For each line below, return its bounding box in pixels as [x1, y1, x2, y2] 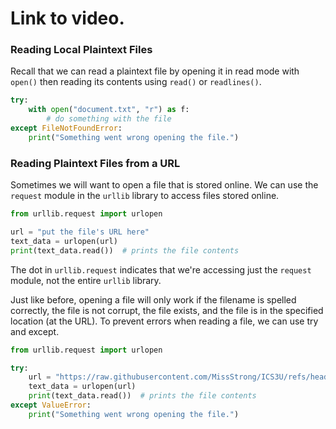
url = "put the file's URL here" [10, 227, 150, 237]
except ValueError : [10, 400, 92, 411]
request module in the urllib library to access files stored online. [10, 190, 280, 202]
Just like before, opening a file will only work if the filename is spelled [10, 293, 297, 306]
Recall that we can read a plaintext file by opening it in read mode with [10, 65, 300, 77]
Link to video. [10, 7, 125, 30]
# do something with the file [46, 114, 172, 124]
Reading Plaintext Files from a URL [10, 156, 181, 170]
